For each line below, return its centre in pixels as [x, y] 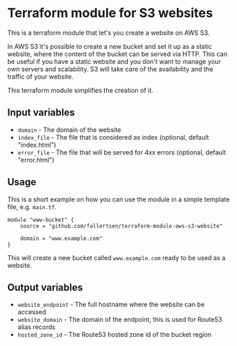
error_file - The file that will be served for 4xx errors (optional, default [122, 152]
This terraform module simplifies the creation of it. [80, 90]
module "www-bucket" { [41, 220]
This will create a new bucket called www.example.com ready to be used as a [116, 257]
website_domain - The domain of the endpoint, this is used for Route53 [120, 320]
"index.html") [37, 145]
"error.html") [36, 160]
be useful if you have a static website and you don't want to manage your [114, 61]
